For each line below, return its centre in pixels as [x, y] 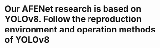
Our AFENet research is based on [73, 9]
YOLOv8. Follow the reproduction [73, 19]
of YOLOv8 [27, 40]
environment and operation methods [80, 30]
